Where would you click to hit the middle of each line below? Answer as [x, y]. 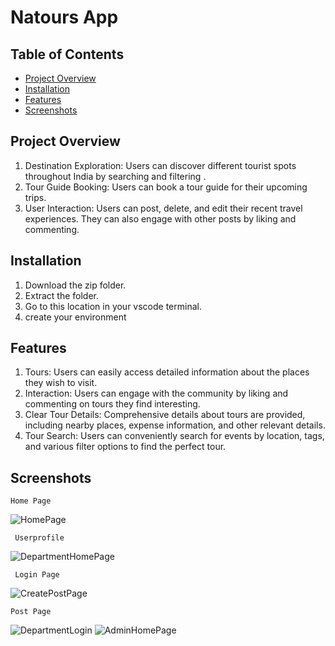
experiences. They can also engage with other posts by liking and [160, 218]
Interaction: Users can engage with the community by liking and [156, 393]
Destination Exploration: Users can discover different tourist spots [160, 165]
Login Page [37, 575]
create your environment [75, 317]
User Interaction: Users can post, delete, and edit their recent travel [163, 208]
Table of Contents [67, 54]
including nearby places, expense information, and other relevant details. [175, 425]
